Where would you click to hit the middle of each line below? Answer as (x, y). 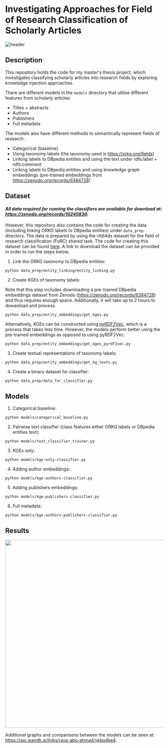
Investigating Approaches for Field (79, 9)
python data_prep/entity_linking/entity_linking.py (60, 271)
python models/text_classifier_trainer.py (50, 441)
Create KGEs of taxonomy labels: (46, 280)
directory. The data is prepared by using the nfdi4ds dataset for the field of (82, 236)
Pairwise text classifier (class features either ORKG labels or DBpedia (83, 427)
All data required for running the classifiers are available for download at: (84, 208)
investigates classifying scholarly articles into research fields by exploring (81, 77)
